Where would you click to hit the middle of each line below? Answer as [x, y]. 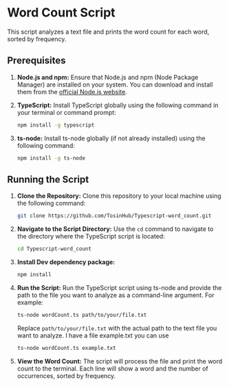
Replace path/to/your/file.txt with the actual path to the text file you [117, 328]
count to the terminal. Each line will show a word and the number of [112, 368]
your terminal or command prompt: [67, 112]
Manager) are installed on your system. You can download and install [115, 85]
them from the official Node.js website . [72, 91]
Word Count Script [61, 13]
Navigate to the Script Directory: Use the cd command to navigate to [115, 229]
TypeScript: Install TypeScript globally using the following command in [118, 105]
